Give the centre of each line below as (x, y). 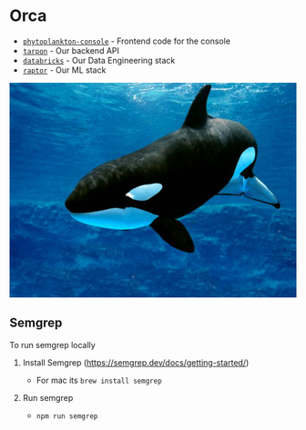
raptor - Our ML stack (64, 70)
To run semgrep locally (52, 345)
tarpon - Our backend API (71, 50)
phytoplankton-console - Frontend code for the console (126, 41)
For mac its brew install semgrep (99, 380)
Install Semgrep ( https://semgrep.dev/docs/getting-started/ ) (136, 362)
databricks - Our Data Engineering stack (99, 60)
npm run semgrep (67, 416)
